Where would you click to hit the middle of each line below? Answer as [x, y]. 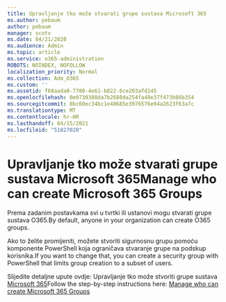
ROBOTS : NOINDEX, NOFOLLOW [46, 65]
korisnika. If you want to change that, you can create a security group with [113, 256]
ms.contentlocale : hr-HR [43, 117]
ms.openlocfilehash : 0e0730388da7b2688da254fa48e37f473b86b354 [101, 98]
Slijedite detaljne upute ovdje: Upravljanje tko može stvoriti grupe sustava [112, 277]
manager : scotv [29, 33]
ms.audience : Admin [35, 46]
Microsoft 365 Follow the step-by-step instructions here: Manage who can [113, 284]
